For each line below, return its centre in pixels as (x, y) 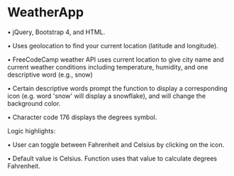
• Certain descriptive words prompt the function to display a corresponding (117, 88)
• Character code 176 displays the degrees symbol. (82, 117)
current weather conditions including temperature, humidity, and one (108, 67)
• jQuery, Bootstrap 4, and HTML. (56, 32)
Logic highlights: (32, 131)
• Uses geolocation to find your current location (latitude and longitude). (113, 45)
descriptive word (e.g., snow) (50, 75)
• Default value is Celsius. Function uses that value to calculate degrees (112, 158)
